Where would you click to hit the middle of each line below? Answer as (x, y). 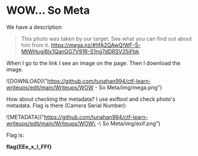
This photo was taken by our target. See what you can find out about (106, 38)
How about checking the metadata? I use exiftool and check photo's (91, 99)
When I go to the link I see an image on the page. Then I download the (94, 63)
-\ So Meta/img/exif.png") (129, 123)
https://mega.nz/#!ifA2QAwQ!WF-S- (96, 45)
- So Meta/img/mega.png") (128, 87)
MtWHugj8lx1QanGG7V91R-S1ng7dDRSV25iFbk (80, 51)
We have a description (34, 27)
